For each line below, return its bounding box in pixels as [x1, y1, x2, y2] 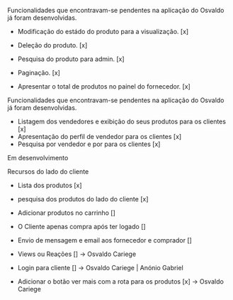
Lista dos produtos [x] [17, 181, 83, 189]
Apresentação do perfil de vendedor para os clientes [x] [17, 133, 182, 140]
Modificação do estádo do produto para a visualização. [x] [17, 28, 189, 35]
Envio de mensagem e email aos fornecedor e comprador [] [17, 236, 193, 244]
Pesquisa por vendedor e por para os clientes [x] [17, 140, 161, 148]
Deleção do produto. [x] [17, 41, 88, 49]
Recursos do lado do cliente [7, 167, 89, 176]
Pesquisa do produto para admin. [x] [17, 55, 125, 63]
